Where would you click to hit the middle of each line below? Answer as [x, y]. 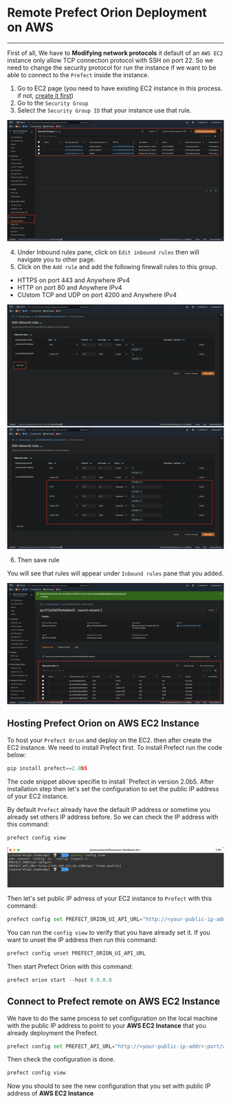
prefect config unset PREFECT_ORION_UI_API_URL [77, 953]
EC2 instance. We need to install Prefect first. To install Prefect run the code [114, 747]
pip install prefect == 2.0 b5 [47, 768]
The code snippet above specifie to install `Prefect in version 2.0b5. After [111, 782]
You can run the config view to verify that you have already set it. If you [109, 933]
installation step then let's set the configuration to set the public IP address [113, 788]
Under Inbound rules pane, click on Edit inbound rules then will [108, 252]
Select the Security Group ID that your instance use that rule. [104, 110]
